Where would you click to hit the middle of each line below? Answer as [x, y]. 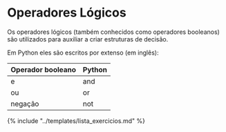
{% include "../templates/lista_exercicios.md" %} [76, 121]
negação [25, 104]
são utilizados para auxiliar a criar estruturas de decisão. [88, 39]
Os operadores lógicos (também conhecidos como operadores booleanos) [113, 32]
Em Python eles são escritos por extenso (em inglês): [83, 53]
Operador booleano [44, 69]
